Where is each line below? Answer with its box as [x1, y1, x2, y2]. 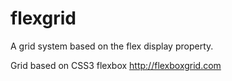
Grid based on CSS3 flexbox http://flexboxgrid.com [10, 59, 222, 71]
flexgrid [10, 7, 77, 30]
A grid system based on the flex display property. [10, 40, 214, 52]
